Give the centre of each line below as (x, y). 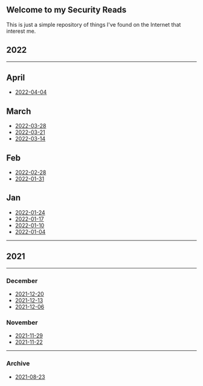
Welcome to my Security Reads (66, 10)
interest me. (21, 31)
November (22, 322)
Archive (18, 364)
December (22, 281)
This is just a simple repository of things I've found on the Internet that (94, 24)
